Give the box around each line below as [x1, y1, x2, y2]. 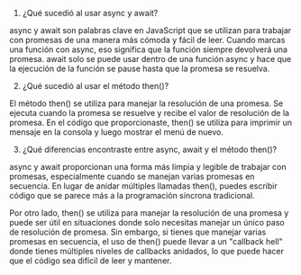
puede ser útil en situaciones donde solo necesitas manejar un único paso [9, 217, 286, 227]
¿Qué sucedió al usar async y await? [22, 8, 159, 18]
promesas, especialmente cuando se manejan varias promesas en [9, 171, 255, 182]
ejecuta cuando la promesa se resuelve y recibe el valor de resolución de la [9, 108, 290, 118]
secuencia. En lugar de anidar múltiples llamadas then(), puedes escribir [9, 181, 278, 191]
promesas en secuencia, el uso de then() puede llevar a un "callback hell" [9, 236, 284, 246]
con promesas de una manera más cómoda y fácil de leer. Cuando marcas [9, 35, 286, 45]
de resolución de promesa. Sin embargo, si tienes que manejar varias [9, 226, 267, 237]
